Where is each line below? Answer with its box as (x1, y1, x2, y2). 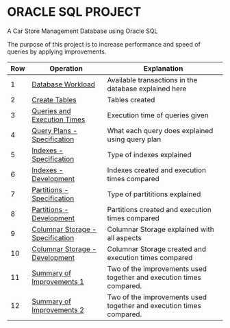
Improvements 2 (31, 305, 84, 314)
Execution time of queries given (107, 110, 209, 120)
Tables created (107, 95, 155, 104)
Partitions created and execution (107, 204, 212, 214)
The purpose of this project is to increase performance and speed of (7, 40, 201, 48)
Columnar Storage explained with (107, 224, 214, 234)
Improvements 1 (31, 277, 84, 286)
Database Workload (31, 80, 96, 89)
